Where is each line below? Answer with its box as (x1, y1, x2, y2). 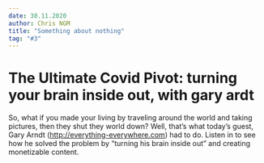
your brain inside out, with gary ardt (8, 86, 255, 105)
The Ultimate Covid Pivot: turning (8, 69, 237, 87)
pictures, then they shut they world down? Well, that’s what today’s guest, (8, 122, 253, 132)
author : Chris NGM (8, 19, 70, 27)
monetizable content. (8, 147, 79, 157)
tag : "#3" (8, 34, 42, 43)
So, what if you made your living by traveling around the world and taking (8, 113, 253, 123)
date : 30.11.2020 (8, 11, 67, 20)
